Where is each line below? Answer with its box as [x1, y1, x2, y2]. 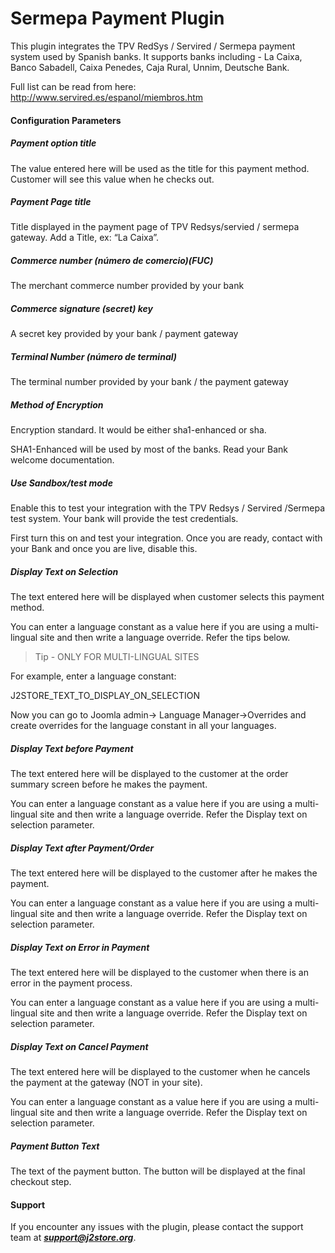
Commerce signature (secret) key [10, 303, 153, 315]
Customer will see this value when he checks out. [10, 173, 215, 185]
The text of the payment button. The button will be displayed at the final [10, 1165, 306, 1177]
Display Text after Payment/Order [10, 842, 155, 854]
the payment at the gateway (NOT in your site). [10, 1077, 203, 1089]
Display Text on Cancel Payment [10, 1040, 149, 1052]
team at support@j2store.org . [10, 1232, 137, 1244]
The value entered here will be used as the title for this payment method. [10, 162, 310, 174]
